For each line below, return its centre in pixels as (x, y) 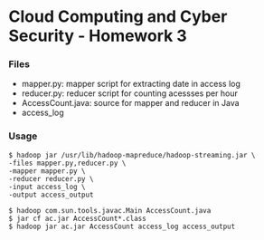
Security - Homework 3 (98, 36)
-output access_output (51, 195)
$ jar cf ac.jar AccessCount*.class (77, 218)
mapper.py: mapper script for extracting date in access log (131, 84)
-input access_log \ (47, 187)
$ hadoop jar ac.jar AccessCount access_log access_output (122, 226)
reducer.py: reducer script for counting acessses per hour (130, 93)
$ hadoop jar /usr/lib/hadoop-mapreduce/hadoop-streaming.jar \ (132, 155)
